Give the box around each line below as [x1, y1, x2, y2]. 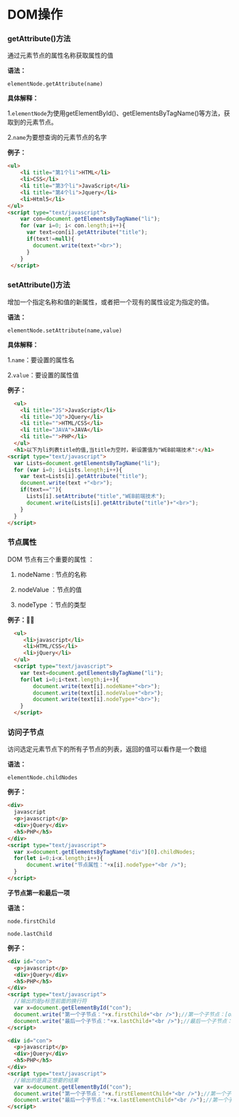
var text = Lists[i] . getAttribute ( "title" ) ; [20, 473, 148, 480]
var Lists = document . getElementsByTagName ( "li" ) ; [14, 459, 161, 467]
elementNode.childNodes [7, 774, 78, 781]
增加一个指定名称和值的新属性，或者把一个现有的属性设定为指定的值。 [7, 297, 213, 306]
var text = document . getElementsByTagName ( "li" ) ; [20, 669, 164, 677]
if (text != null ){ [26, 236, 75, 243]
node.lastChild [7, 930, 53, 937]
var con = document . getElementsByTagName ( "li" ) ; [20, 215, 161, 223]
